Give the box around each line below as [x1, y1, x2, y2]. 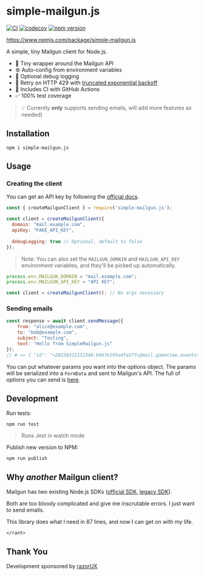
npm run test [6, 421, 39, 428]
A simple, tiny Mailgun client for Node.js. [6, 47, 107, 55]
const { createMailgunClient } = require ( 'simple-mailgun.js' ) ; [6, 205, 172, 211]
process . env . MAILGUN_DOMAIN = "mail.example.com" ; [6, 273, 137, 279]
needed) [21, 111, 42, 118]
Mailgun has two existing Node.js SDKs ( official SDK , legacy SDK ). [6, 488, 172, 496]
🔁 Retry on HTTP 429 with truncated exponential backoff [15, 79, 158, 86]
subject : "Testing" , [17, 335, 69, 341]
